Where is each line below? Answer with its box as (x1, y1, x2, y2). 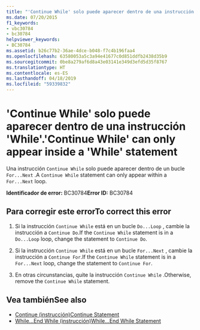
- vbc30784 (6, 25, 34, 32)
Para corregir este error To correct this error (6, 207, 172, 217)
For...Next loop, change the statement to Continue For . (14, 259, 153, 267)
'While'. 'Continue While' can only (6, 132, 175, 146)
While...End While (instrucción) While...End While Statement (14, 317, 162, 324)
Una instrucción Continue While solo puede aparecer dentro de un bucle (6, 165, 185, 172)
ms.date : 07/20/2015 (6, 14, 58, 20)
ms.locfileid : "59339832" (6, 81, 71, 87)
